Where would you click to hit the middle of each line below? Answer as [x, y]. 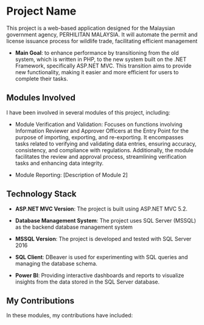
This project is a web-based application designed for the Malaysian [91, 28]
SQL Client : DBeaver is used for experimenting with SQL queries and [101, 257]
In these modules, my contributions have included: [69, 315]
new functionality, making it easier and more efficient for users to [97, 72]
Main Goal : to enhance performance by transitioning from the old [97, 52]
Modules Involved [41, 98]
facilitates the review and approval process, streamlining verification [101, 156]
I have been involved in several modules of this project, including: [88, 112]
